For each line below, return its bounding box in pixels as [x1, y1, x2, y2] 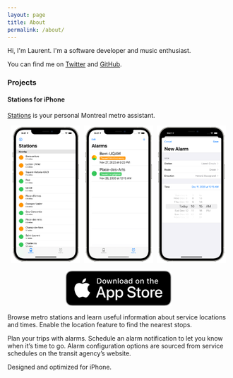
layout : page [7, 11, 46, 18]
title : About [7, 18, 46, 26]
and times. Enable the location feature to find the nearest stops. [7, 321, 193, 329]
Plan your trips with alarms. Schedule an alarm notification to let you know [7, 334, 224, 343]
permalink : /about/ [7, 26, 65, 33]
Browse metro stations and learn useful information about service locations [7, 313, 226, 322]
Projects [7, 78, 37, 87]
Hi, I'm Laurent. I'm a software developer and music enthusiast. [7, 47, 191, 55]
